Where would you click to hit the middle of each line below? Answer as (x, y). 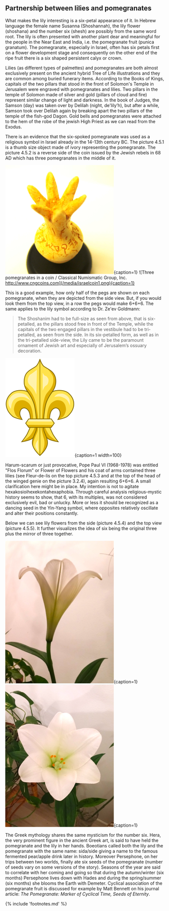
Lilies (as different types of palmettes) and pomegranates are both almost (82, 68)
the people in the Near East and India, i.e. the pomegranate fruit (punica (80, 42)
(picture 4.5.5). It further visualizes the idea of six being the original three (81, 528)
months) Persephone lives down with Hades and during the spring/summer (83, 878)
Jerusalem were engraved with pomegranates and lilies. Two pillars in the (81, 89)
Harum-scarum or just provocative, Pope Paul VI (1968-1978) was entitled (82, 465)
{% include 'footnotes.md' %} (36, 903)
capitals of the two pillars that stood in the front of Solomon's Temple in (79, 84)
